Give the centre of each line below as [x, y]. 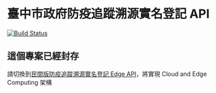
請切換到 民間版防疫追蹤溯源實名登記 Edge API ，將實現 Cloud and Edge [107, 74]
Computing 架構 [30, 82]
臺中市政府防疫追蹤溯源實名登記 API [108, 14]
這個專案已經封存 [43, 56]
